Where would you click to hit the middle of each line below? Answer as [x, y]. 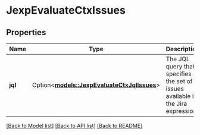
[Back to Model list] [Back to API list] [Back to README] [74, 126]
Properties [26, 32]
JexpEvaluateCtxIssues [66, 10]
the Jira [176, 103]
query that [180, 66]
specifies [179, 74]
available [178, 96]
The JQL [178, 59]
